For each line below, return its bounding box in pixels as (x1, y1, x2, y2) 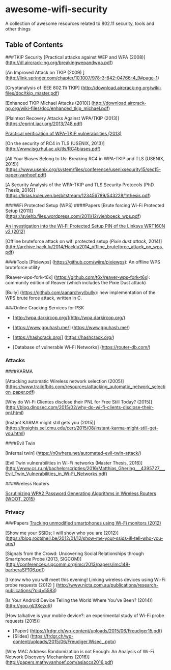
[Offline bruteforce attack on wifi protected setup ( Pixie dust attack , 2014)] (5, 238, 162, 244)
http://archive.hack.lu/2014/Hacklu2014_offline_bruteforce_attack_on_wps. (7, 243, 164, 250)
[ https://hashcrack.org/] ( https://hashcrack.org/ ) (12, 334, 115, 340)
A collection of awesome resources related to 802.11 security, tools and (5, 20, 155, 26)
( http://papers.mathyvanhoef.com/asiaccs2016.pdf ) (5, 659, 113, 665)
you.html (5, 430, 24, 436)
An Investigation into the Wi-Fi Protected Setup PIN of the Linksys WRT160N (5, 223, 165, 229)
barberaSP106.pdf (5, 567, 43, 573)
